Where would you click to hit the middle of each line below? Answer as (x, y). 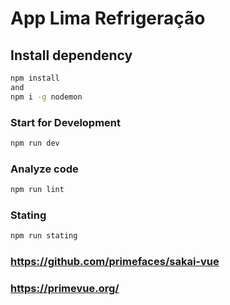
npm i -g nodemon (46, 97)
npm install (35, 78)
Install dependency (71, 55)
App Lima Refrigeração (108, 18)
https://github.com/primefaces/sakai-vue (115, 262)
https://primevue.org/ (65, 288)
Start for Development (66, 122)
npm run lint (37, 190)
